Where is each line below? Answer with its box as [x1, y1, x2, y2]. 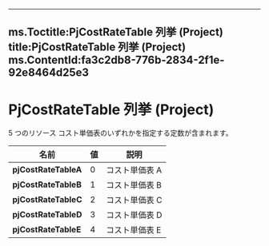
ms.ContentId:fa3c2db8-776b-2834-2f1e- [8, 54, 225, 67]
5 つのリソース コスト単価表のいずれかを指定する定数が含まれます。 [8, 129, 234, 138]
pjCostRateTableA [12, 165, 82, 176]
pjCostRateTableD [12, 209, 82, 220]
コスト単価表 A [106, 165, 163, 176]
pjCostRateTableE [12, 224, 82, 236]
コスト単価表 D [106, 209, 163, 220]
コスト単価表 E [106, 224, 162, 236]
